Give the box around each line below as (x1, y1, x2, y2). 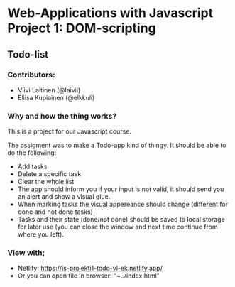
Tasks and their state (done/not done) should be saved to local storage (17, 215, 225, 224)
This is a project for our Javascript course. (7, 127, 131, 136)
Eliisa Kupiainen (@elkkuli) (17, 93, 95, 102)
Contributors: (7, 70, 55, 80)
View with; (7, 248, 45, 258)
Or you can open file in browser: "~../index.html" (17, 271, 160, 280)
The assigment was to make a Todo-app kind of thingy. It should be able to (7, 141, 226, 150)
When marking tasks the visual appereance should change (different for (17, 200, 229, 209)
